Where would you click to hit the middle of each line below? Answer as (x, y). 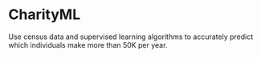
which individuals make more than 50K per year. (88, 44)
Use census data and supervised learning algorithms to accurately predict (131, 37)
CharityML (45, 15)
